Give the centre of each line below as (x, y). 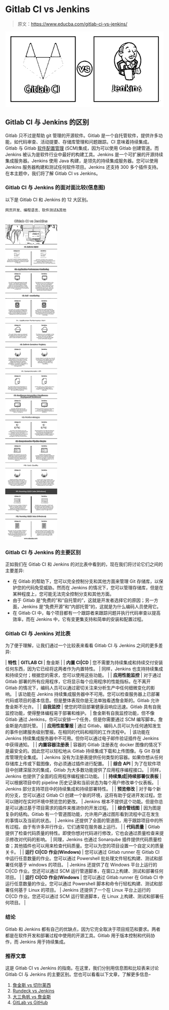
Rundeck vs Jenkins (33, 991)
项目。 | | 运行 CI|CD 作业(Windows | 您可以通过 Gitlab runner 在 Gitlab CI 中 (84, 878)
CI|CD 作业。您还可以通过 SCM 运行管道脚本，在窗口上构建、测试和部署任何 (84, 871)
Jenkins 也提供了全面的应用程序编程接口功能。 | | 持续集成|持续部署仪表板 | (83, 776)
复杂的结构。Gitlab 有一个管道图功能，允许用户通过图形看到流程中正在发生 (82, 814)
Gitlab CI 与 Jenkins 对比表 (38, 634)
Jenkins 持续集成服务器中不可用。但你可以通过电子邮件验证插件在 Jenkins (82, 739)
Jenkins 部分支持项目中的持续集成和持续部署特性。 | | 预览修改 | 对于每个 (81, 789)
